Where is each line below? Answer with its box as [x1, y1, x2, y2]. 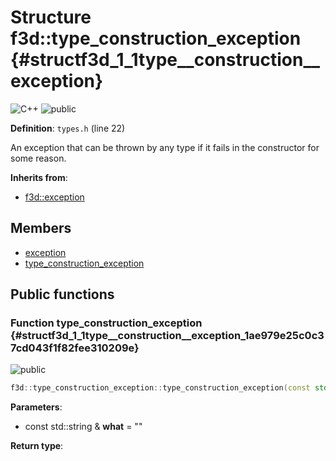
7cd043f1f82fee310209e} [10, 341, 140, 355]
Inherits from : [10, 171, 68, 183]
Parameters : [10, 401, 63, 413]
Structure [10, 6, 92, 29]
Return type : [10, 440, 64, 452]
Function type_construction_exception [10, 316, 203, 330]
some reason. [10, 152, 67, 164]
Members [10, 220, 72, 237]
